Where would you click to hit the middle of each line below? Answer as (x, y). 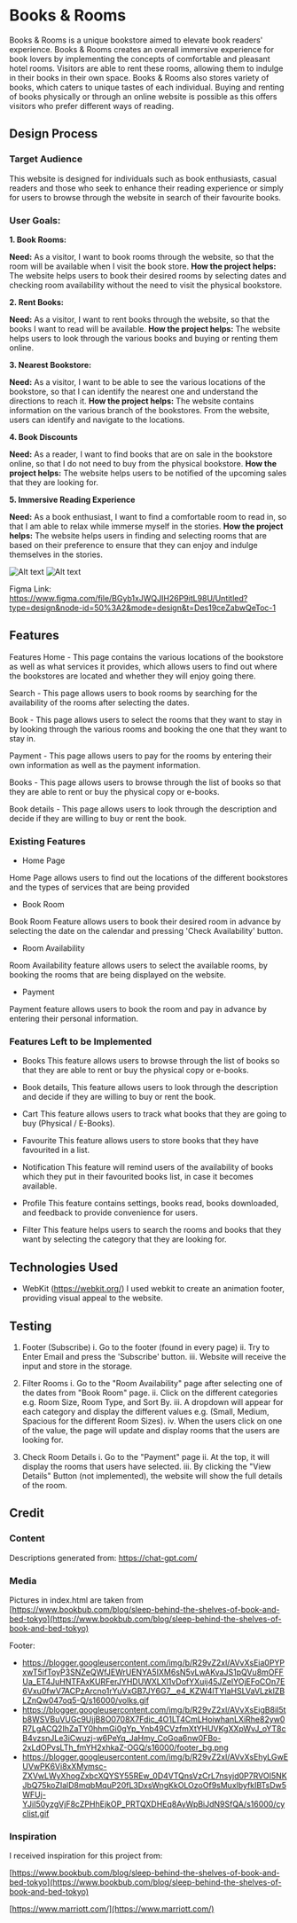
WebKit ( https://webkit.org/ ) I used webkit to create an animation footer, (153, 1289)
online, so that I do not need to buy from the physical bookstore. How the (143, 463)
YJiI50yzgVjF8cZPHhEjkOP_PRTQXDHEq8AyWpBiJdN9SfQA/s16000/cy (153, 1804)
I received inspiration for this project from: (86, 1856)
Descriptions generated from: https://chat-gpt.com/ (103, 1558)
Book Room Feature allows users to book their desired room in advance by (145, 922)
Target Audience (46, 159)
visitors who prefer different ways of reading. (92, 106)
